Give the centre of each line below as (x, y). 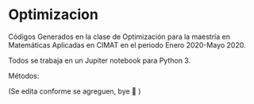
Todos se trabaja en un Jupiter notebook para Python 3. (100, 60)
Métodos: (24, 75)
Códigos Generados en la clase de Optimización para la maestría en (119, 37)
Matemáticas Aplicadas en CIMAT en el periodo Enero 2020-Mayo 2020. (127, 44)
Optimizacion (54, 15)
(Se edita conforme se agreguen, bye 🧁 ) (75, 91)
